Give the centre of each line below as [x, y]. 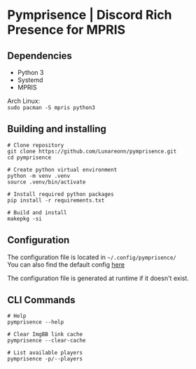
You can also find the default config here [66, 264]
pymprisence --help [36, 322]
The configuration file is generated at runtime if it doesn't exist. [98, 278]
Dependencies [40, 56]
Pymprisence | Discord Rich [90, 15]
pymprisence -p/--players [45, 359]
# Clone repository [36, 145]
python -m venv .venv [39, 176]
